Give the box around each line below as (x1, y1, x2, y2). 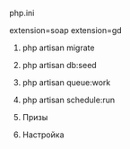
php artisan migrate (22, 42, 95, 53)
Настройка (22, 129, 65, 140)
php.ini (9, 8, 35, 18)
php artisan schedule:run (22, 94, 116, 105)
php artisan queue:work (22, 77, 111, 88)
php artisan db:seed (22, 60, 97, 70)
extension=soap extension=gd (9, 25, 123, 35)
